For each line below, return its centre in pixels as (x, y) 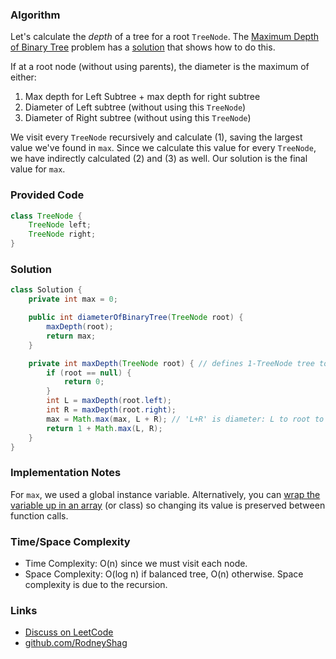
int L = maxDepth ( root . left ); (109, 401)
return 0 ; (84, 382)
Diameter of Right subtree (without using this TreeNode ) (138, 118)
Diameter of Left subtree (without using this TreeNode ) (135, 107)
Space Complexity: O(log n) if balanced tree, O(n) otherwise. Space (164, 574)
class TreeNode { (46, 216)
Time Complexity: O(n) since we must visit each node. (136, 563)
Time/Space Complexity (70, 541)
